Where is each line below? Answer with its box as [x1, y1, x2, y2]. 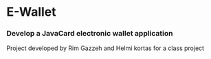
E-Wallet [6, 4, 56, 20]
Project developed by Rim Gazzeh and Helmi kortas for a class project [6, 44, 204, 52]
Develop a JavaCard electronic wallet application [6, 29, 173, 38]
